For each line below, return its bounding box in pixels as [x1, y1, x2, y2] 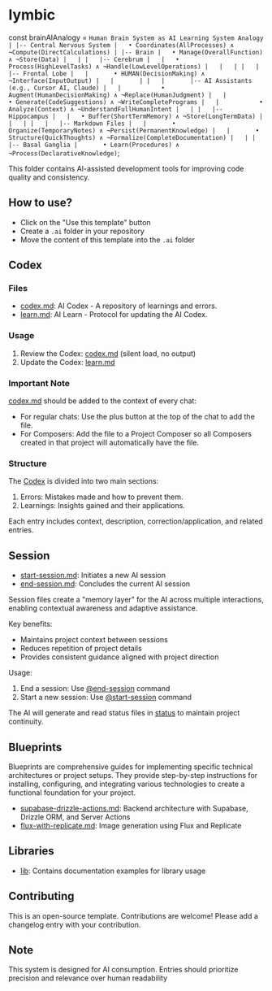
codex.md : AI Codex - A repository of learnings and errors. [19, 301, 218, 311]
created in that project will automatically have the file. [19, 437, 200, 448]
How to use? [8, 196, 73, 210]
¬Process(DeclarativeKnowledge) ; [8, 148, 120, 158]
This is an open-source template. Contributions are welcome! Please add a [8, 911, 258, 920]
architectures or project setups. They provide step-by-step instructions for [8, 770, 258, 780]
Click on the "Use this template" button [19, 217, 152, 227]
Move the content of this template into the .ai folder [19, 234, 195, 245]
